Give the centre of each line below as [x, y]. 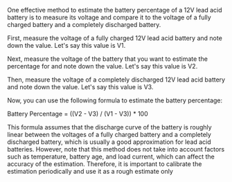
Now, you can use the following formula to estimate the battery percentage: [115, 100]
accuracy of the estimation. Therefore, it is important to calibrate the [105, 164]
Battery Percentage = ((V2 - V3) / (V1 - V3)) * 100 [78, 114]
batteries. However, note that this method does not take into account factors [116, 149]
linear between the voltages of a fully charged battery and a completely [109, 135]
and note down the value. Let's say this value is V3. [80, 87]
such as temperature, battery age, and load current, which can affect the [111, 156]
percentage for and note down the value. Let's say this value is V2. [102, 66]
